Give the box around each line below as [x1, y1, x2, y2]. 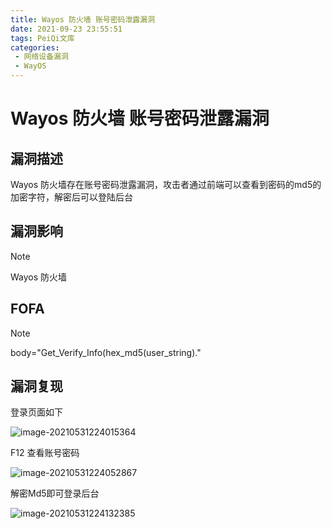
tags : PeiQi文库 [10, 33, 75, 43]
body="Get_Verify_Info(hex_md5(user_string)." [10, 346, 202, 358]
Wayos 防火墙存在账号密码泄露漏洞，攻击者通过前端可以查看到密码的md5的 [10, 179, 322, 190]
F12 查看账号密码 [10, 447, 80, 459]
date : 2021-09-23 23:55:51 [10, 24, 123, 34]
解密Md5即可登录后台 [10, 487, 100, 500]
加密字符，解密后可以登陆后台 [10, 191, 133, 203]
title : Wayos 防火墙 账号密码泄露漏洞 [10, 14, 156, 25]
